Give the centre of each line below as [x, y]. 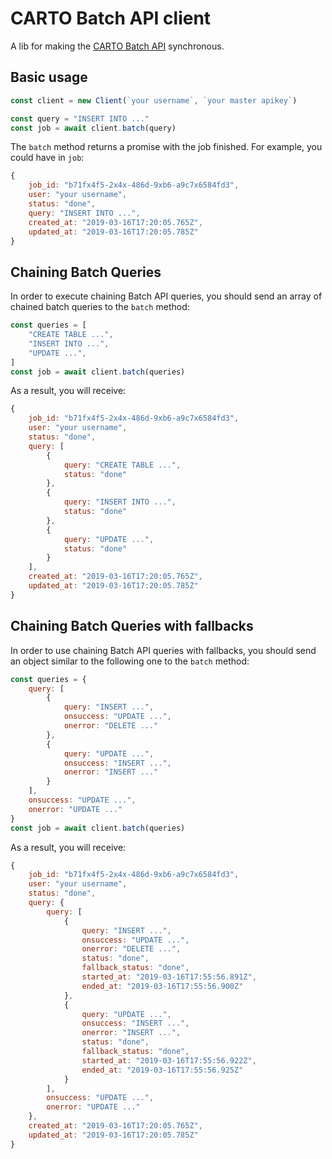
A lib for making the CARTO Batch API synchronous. [117, 46]
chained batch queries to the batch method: [100, 307]
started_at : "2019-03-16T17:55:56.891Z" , [169, 977]
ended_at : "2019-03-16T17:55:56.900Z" [162, 986]
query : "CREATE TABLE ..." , [122, 465]
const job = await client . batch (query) [93, 128]
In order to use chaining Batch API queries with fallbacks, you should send [163, 650]
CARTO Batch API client [111, 18]
